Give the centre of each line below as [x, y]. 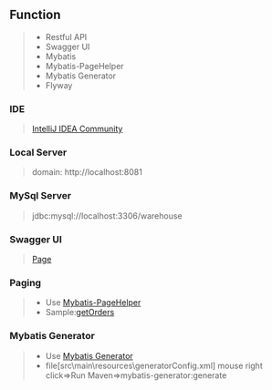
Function [35, 15]
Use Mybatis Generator [89, 355]
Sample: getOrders [80, 313]
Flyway [59, 85]
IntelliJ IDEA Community [77, 129]
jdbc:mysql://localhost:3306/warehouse [107, 216]
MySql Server [40, 196]
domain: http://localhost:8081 [87, 172]
